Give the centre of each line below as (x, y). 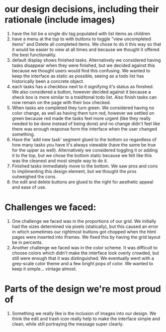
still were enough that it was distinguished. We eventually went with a (83, 258)
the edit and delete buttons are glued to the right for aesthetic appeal (83, 182)
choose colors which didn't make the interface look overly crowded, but (85, 253)
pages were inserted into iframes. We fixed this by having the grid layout (86, 237)
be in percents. (27, 242)
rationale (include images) (60, 20)
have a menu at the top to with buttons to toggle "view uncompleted (81, 39)
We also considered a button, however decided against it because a (81, 92)
